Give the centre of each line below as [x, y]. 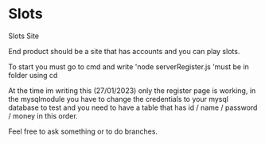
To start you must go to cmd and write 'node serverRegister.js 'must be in [129, 66]
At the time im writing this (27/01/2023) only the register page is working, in [132, 90]
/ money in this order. [43, 115]
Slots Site [24, 36]
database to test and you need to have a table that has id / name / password [133, 107]
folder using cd [33, 75]
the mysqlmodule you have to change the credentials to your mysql [119, 99]
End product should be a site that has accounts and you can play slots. [124, 51]
